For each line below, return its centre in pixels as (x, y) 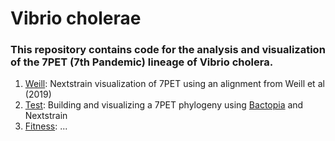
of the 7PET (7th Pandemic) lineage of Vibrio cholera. (142, 62)
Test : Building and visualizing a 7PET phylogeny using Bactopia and (164, 105)
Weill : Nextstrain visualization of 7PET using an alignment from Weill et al (174, 84)
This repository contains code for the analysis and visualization (168, 50)
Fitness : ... (46, 126)
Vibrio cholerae (76, 18)
